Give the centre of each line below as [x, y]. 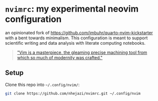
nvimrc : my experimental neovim [72, 9]
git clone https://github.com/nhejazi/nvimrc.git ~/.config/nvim [73, 93]
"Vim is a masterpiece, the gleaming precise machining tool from [82, 52]
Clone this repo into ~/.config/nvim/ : [42, 84]
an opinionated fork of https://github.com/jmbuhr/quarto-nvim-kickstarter [79, 33]
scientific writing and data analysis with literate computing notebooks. [75, 43]
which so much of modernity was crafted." [60, 57]
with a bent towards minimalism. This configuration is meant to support [76, 38]
